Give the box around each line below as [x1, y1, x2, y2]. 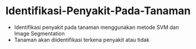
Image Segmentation [14, 30, 65, 37]
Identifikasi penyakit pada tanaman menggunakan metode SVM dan [14, 24, 179, 31]
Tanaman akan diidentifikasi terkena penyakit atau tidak [14, 36, 150, 43]
